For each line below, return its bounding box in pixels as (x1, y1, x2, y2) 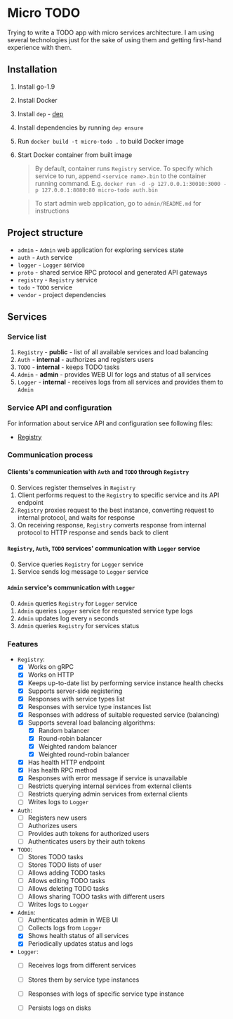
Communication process (7, 450, 93, 460)
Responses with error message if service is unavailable (27, 774, 187, 782)
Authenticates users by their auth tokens (27, 837, 145, 846)
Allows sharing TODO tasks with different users (27, 892, 165, 901)
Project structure (7, 227, 84, 239)
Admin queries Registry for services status (17, 622, 140, 630)
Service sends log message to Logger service (17, 567, 149, 575)
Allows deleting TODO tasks (27, 884, 109, 892)
